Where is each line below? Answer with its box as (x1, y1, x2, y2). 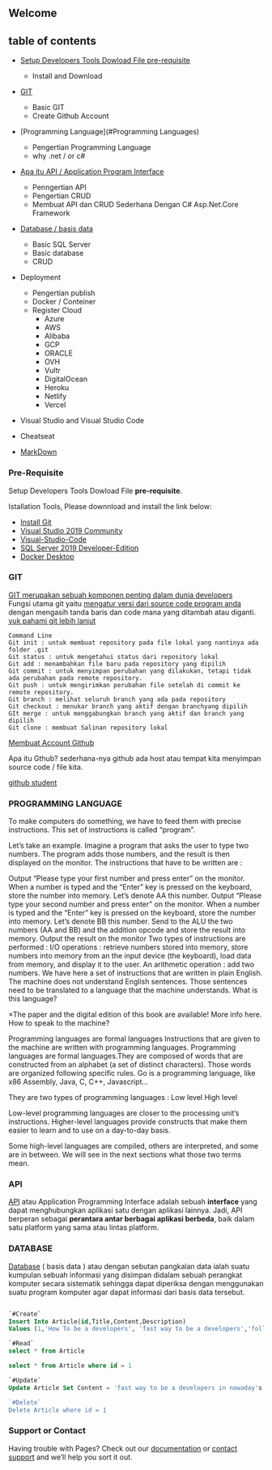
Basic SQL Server (32, 240, 91, 249)
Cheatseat (19, 431, 55, 441)
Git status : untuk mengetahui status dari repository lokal (8, 652, 219, 661)
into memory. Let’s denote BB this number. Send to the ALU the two (8, 916, 233, 926)
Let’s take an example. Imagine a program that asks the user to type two (8, 841, 249, 851)
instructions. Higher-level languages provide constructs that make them (8, 1117, 248, 1127)
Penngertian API (32, 182, 87, 193)
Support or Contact (8, 1425, 87, 1436)
